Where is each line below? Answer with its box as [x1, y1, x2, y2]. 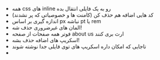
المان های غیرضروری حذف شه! [11, 24, 83, 31]
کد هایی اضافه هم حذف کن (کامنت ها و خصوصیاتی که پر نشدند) [11, 11, 154, 18]
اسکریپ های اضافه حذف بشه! [11, 37, 80, 43]
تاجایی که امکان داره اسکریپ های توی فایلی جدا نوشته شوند [11, 43, 147, 50]
